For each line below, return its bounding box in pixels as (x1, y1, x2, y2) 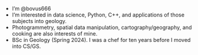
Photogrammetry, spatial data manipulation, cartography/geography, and (11, 24, 192, 31)
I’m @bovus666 (11, 5, 51, 12)
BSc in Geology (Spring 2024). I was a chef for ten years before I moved (11, 37, 191, 43)
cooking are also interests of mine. (11, 30, 98, 37)
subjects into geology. (11, 18, 67, 24)
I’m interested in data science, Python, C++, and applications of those (11, 11, 185, 18)
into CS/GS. (11, 43, 41, 50)
